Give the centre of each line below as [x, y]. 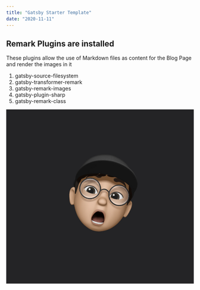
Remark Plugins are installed [60, 44]
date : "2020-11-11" [30, 19]
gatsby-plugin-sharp [40, 95]
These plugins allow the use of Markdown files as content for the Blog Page [99, 58]
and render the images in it [39, 64]
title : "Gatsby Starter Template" [49, 13]
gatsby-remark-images [43, 89]
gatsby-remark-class [40, 101]
